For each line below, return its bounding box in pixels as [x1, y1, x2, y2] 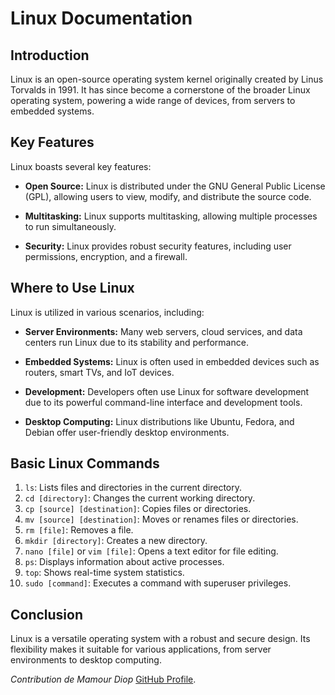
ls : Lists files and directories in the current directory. [24, 482, 243, 494]
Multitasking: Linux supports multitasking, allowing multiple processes [24, 210, 318, 222]
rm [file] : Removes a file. [24, 524, 134, 536]
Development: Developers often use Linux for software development [24, 385, 310, 397]
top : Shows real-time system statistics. [24, 567, 185, 579]
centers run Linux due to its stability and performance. [24, 336, 249, 348]
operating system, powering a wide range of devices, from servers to [10, 95, 296, 106]
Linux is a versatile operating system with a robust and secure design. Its [10, 633, 311, 645]
